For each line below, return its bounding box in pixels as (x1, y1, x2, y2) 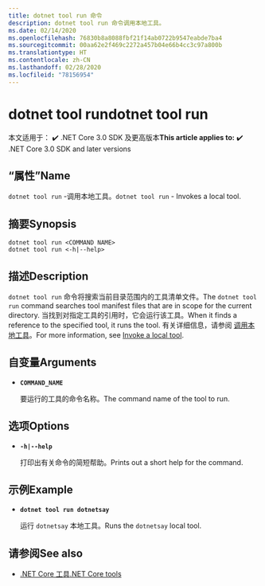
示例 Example (8, 483, 73, 497)
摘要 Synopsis (8, 217, 77, 231)
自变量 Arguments (8, 356, 97, 369)
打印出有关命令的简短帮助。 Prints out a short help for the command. (19, 457, 244, 467)
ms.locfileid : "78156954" (8, 71, 94, 79)
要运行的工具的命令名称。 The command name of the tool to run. (19, 393, 230, 403)
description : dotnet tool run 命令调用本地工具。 (8, 19, 166, 27)
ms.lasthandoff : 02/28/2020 (8, 64, 102, 72)
